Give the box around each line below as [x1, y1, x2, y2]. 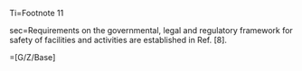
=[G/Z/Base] [9, 52, 56, 62]
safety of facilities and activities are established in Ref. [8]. [9, 35, 228, 45]
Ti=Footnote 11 [9, 8, 64, 18]
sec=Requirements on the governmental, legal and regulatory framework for [9, 25, 294, 35]
